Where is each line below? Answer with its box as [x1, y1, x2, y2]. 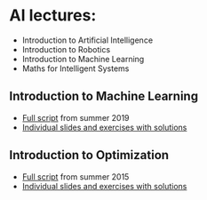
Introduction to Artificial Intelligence [21, 35, 154, 45]
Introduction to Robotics [21, 44, 111, 54]
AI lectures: [9, 5, 97, 26]
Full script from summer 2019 [21, 112, 131, 123]
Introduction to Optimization [9, 148, 170, 163]
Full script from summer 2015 [21, 171, 130, 182]
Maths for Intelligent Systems [21, 63, 130, 74]
